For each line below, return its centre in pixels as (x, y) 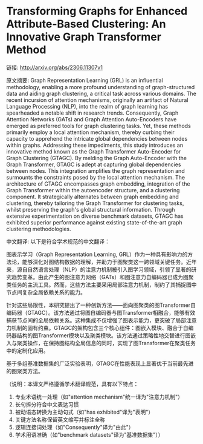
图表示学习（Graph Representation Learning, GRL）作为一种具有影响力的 (97, 254)
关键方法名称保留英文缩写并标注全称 (60, 419)
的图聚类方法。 (25, 371)
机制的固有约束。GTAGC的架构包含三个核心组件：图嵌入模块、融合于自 (100, 328)
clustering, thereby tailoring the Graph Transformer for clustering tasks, (95, 203)
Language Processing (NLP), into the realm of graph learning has (87, 106)
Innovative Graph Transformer (84, 37)
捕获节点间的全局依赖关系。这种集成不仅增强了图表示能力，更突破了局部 (96, 320)
